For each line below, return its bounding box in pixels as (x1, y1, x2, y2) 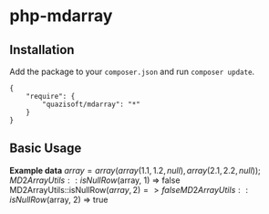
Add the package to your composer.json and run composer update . (9, 66, 255, 77)
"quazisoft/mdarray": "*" (42, 100, 141, 109)
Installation (9, 42, 75, 58)
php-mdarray (9, 5, 113, 27)
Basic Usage (9, 141, 82, 156)
